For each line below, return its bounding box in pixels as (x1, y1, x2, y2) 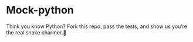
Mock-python (6, 3, 75, 17)
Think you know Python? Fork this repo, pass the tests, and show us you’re (6, 23, 188, 30)
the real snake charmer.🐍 (6, 29, 67, 36)
